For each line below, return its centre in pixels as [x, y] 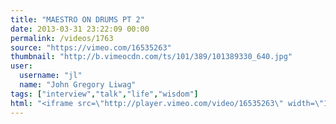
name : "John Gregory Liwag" [78, 85]
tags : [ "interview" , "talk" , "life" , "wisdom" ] [104, 94]
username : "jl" [51, 76]
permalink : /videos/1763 [62, 38]
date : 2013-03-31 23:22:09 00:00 [80, 29]
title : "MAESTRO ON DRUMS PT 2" [77, 19]
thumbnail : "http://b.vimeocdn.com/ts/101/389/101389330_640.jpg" [151, 57]
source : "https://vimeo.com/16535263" [91, 47]
